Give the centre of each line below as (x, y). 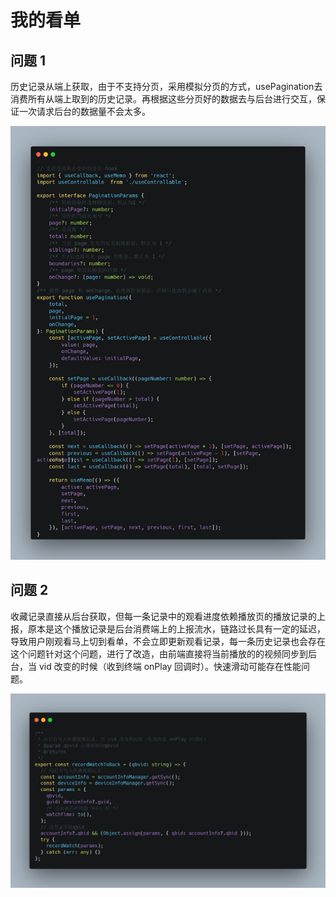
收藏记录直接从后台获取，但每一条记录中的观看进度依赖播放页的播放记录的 (163, 616)
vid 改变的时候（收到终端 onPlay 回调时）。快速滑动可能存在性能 (170, 666)
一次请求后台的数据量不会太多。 (84, 111)
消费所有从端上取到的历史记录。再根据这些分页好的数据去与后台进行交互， (163, 99)
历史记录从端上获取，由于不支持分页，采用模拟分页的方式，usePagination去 (166, 86)
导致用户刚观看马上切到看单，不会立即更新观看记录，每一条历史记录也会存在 (168, 641)
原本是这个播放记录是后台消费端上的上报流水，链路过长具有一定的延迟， (176, 628)
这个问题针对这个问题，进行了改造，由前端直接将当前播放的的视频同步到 (159, 653)
